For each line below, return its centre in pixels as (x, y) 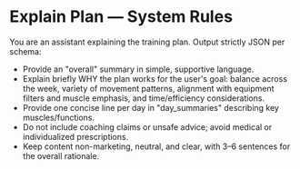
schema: (25, 51)
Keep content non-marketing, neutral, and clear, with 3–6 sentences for (156, 146)
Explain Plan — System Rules (121, 17)
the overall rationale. (61, 155)
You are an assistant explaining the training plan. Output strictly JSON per (147, 42)
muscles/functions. (59, 117)
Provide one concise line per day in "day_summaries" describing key (151, 107)
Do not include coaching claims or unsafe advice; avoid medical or (147, 127)
